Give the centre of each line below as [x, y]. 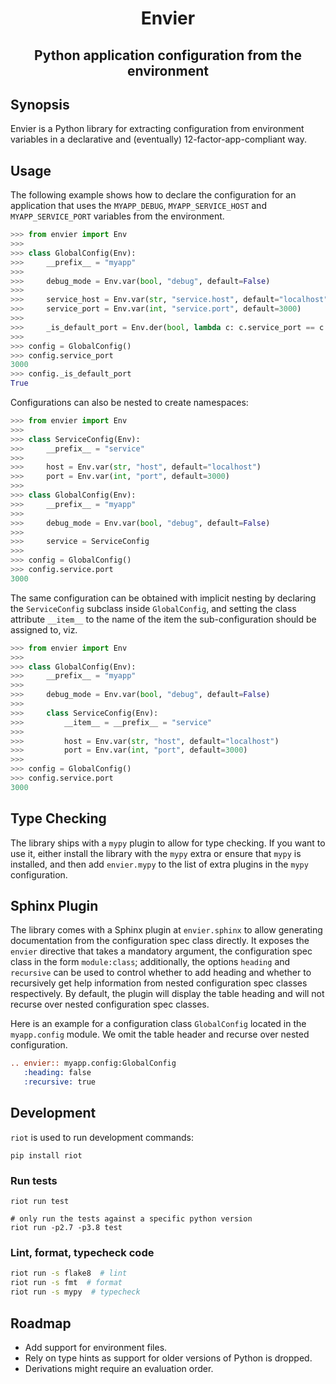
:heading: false [57, 1073]
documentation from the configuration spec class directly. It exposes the [160, 941]
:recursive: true [60, 1082]
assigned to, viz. [44, 629]
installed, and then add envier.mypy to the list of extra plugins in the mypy [159, 864]
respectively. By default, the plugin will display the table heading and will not [167, 994]
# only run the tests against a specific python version [131, 1219]
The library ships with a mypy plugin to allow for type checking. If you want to [168, 843]
